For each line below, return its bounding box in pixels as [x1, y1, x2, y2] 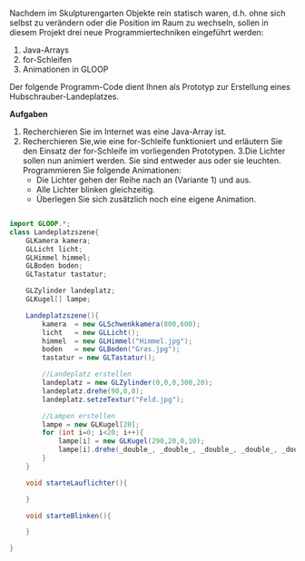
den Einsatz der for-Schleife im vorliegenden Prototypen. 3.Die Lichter [22, 145, 286, 156]
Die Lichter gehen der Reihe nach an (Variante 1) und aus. [35, 174, 251, 185]
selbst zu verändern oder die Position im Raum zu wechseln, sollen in [9, 17, 270, 28]
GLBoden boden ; [25, 261, 84, 271]
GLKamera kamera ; [25, 236, 92, 245]
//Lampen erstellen [42, 411, 116, 420]
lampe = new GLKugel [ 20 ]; [42, 419, 141, 429]
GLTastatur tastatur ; [25, 270, 107, 280]
